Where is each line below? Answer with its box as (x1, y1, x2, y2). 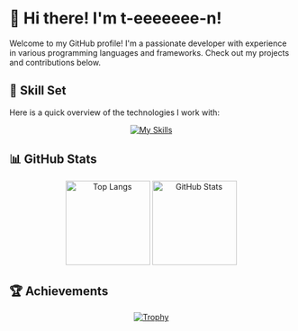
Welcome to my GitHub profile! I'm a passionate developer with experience (9, 38, 287, 49)
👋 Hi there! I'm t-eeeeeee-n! (9, 8, 222, 29)
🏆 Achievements (9, 283, 109, 299)
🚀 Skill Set (9, 83, 67, 98)
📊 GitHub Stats (9, 152, 97, 167)
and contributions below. (9, 57, 102, 67)
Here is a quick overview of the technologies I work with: (9, 107, 221, 118)
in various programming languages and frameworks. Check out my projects (9, 47, 290, 58)
